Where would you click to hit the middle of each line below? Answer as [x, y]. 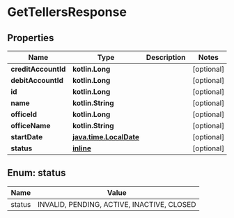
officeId [24, 114]
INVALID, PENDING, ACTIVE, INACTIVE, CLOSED [117, 204]
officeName [31, 126]
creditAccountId [38, 69]
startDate [27, 137]
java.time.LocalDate [106, 137]
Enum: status [37, 173]
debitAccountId [37, 80]
